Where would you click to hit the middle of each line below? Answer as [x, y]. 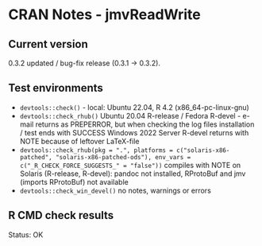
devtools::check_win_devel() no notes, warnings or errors [116, 190]
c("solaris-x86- [203, 150]
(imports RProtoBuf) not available [74, 182]
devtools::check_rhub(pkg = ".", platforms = [96, 150]
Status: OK [26, 234]
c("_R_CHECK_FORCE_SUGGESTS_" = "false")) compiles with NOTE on [130, 165]
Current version [48, 44]
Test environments [56, 88]
